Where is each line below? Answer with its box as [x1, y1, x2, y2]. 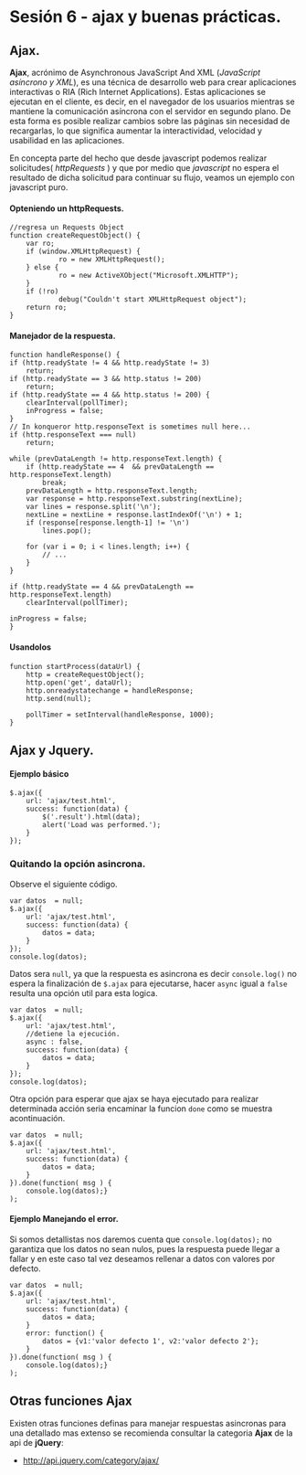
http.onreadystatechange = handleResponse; [26, 685, 195, 695]
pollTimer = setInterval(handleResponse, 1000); [26, 710, 215, 719]
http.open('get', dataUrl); [26, 678, 132, 687]
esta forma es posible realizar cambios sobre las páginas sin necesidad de [9, 116, 290, 126]
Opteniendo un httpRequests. [9, 203, 125, 214]
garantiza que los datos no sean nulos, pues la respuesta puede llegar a [9, 1243, 280, 1254]
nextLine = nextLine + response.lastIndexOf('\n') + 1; [26, 510, 244, 520]
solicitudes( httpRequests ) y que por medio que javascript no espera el [9, 163, 280, 173]
